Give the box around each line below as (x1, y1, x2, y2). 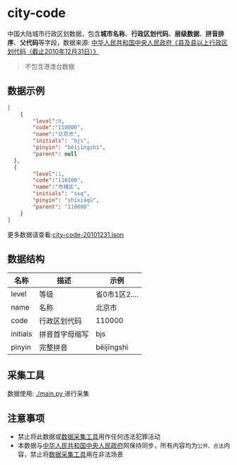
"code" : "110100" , (33, 177, 83, 184)
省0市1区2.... (95, 290, 139, 300)
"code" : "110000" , (33, 124, 83, 131)
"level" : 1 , (33, 170, 65, 177)
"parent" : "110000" (33, 203, 91, 210)
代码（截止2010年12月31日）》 (13, 47, 100, 55)
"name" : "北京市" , (33, 131, 81, 138)
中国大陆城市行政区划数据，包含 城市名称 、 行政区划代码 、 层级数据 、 (7, 29, 206, 38)
